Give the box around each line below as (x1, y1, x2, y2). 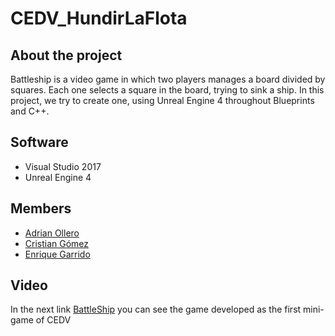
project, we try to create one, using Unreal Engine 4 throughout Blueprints (10, 95, 315, 106)
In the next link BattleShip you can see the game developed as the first (10, 303, 302, 316)
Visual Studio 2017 (24, 160, 102, 172)
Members (10, 200, 72, 217)
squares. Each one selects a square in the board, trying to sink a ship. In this (10, 84, 325, 96)
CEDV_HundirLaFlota (10, 7, 188, 30)
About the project (10, 47, 123, 64)
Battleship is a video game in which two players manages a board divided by (10, 73, 326, 85)
